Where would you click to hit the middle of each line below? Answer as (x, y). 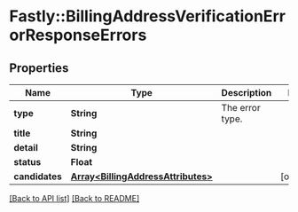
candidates (38, 177)
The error (241, 108)
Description (247, 93)
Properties (39, 68)
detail (26, 148)
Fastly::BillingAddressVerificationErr (148, 16)
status (27, 162)
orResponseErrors (78, 35)
